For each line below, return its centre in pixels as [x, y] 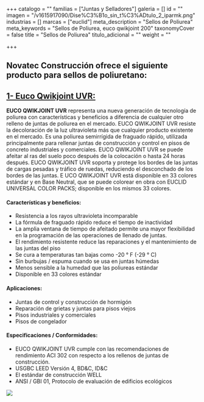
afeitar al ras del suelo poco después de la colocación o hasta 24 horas [96, 156]
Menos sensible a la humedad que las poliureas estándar [86, 268]
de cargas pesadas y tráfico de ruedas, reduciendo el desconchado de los [100, 169]
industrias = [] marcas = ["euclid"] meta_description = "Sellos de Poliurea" [100, 22]
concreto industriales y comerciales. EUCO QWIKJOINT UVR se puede [95, 149]
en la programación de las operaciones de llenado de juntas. [91, 235]
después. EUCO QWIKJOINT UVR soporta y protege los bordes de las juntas [102, 163]
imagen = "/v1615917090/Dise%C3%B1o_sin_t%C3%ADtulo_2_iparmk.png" [101, 15]
